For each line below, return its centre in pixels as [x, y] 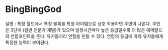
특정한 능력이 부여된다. [27, 42]
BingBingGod [33, 9]
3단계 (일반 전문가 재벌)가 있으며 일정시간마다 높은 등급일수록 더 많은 [78, 30]
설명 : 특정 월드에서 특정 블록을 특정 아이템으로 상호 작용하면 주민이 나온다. [78, 23]
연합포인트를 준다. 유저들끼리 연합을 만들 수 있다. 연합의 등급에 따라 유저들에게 [87, 36]
